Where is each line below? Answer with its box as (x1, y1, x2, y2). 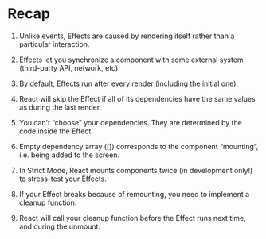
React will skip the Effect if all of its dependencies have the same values (18, 94, 256, 103)
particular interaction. (18, 39, 90, 48)
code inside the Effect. (18, 126, 93, 136)
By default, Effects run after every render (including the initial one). (18, 79, 239, 88)
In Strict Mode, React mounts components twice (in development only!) (18, 165, 253, 175)
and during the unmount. (18, 222, 101, 231)
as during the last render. (18, 102, 102, 112)
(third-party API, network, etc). (18, 63, 120, 72)
